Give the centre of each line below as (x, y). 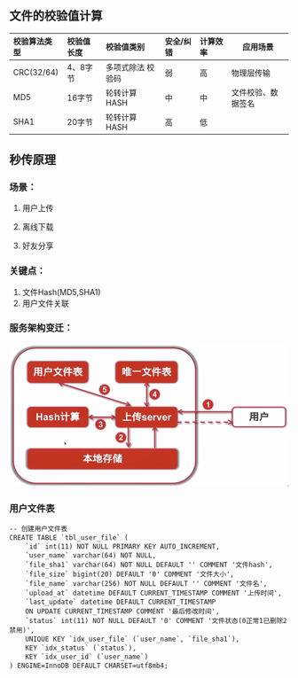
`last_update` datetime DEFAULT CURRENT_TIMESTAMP (121, 602)
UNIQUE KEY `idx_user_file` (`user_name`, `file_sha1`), (133, 639)
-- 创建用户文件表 (39, 529)
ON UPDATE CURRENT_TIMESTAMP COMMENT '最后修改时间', (122, 612)
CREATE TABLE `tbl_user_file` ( (69, 538)
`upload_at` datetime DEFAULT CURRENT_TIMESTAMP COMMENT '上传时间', (153, 593)
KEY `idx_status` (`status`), (81, 648)
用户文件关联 (45, 303)
